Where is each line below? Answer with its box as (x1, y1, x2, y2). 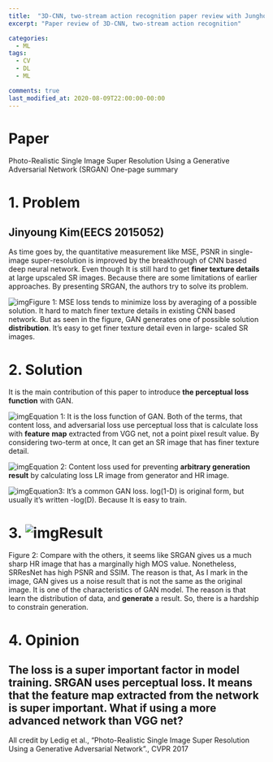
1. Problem (8, 193, 80, 211)
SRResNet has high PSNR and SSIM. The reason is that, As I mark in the (8, 568, 249, 577)
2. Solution (8, 360, 83, 379)
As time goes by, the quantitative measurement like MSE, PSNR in (8, 247, 228, 257)
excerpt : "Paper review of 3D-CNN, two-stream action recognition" (8, 20, 242, 28)
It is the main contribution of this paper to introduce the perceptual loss (8, 387, 249, 397)
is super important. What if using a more (8, 701, 217, 715)
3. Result (8, 524, 103, 542)
